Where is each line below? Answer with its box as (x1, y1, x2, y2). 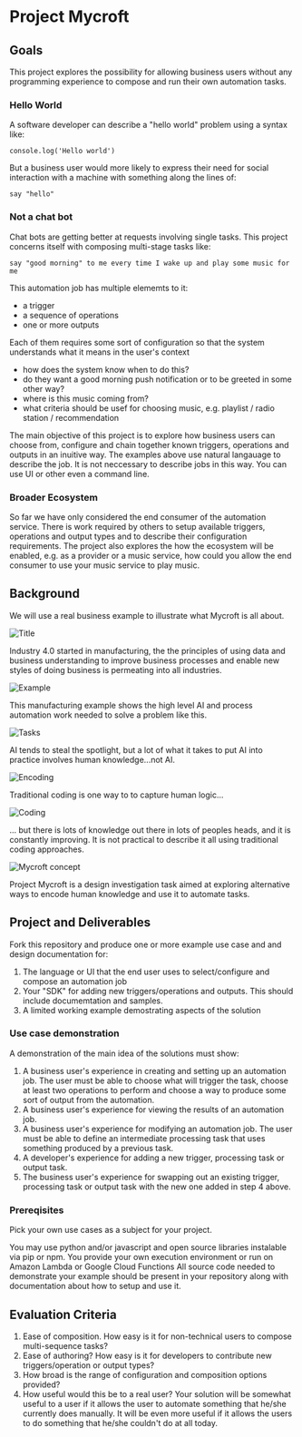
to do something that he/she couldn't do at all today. (22, 1417, 219, 1428)
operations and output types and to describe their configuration (9, 531, 248, 542)
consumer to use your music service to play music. (9, 560, 200, 571)
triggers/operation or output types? (22, 1359, 155, 1371)
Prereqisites (9, 1204, 64, 1217)
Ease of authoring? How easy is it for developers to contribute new (22, 1350, 272, 1361)
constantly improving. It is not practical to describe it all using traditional (9, 834, 278, 845)
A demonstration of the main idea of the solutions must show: (9, 1048, 239, 1059)
